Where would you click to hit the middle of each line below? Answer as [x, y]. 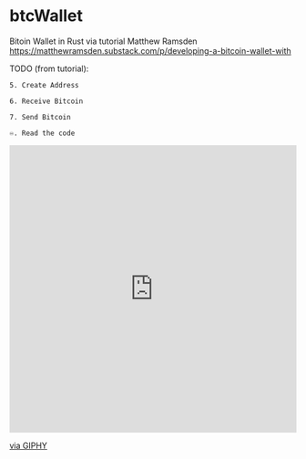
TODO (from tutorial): [49, 68]
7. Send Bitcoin [40, 117]
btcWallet [46, 16]
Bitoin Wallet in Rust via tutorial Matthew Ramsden [103, 41]
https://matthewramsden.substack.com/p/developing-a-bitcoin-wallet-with [150, 50]
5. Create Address [44, 85]
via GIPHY [29, 445]
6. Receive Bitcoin [46, 101]
